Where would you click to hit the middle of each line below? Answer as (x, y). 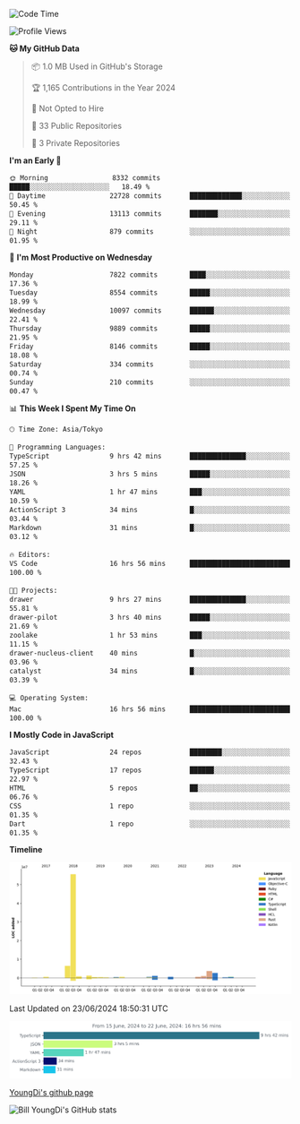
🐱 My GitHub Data (45, 48)
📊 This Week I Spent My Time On (73, 408)
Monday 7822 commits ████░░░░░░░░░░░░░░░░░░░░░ (150, 275)
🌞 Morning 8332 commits (85, 178)
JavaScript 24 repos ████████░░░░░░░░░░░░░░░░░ (150, 752)
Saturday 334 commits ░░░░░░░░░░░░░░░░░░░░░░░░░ (150, 365)
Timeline (26, 849)
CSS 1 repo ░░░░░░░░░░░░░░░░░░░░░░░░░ (150, 806)
